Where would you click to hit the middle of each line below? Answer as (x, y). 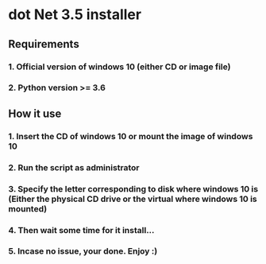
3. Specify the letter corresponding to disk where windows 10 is (133, 188)
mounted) (28, 208)
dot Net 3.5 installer (75, 15)
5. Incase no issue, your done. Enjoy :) (83, 251)
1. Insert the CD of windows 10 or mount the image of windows (131, 136)
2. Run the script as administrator (74, 167)
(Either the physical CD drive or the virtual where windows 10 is (133, 199)
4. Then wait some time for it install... (81, 230)
